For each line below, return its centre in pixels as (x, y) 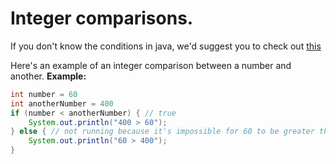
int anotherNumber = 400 (62, 103)
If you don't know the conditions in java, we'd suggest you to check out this (166, 46)
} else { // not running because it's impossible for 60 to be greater (162, 132)
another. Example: (48, 76)
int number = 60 (44, 94)
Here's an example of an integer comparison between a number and (151, 65)
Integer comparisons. (102, 18)
